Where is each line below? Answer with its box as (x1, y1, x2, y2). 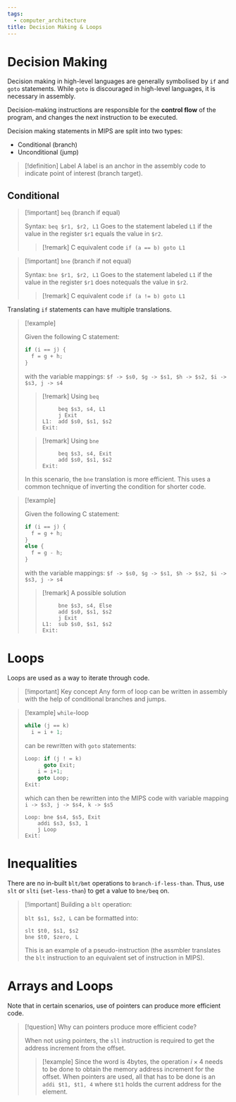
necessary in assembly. (7, 92, 76, 101)
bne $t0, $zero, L (24, 933, 79, 941)
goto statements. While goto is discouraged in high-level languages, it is (7, 85, 216, 93)
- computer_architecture (13, 17, 87, 24)
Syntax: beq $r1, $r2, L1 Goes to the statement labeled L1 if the (24, 222, 213, 231)
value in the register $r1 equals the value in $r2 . (24, 230, 163, 238)
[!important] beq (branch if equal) (24, 209, 121, 217)
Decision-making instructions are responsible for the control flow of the (7, 106, 216, 114)
